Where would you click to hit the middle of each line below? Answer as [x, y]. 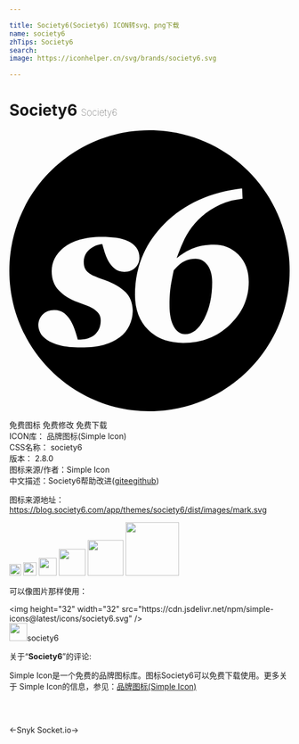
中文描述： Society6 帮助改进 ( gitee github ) [84, 481]
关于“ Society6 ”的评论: [50, 657]
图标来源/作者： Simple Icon [60, 470]
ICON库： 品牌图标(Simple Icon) [68, 436]
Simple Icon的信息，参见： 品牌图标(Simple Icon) [108, 687]
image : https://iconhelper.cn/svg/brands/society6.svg [113, 59]
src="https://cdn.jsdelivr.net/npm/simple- [198, 609]
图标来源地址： [36, 500]
